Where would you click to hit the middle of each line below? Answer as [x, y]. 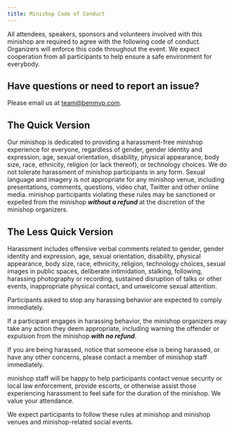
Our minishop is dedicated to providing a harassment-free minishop [105, 142]
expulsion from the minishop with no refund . [72, 336]
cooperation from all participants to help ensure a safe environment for [110, 56]
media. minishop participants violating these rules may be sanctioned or [111, 195]
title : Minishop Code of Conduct [56, 14]
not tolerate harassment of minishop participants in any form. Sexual [106, 172]
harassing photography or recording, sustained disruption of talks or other [115, 279]
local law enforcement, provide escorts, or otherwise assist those [102, 386]
